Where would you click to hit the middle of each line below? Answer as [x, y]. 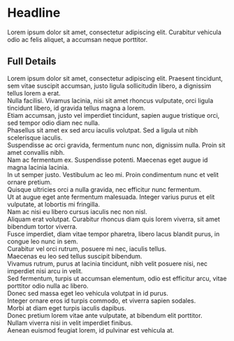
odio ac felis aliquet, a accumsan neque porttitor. [78, 39]
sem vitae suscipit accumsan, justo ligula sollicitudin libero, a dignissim [109, 86]
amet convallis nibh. [36, 152]
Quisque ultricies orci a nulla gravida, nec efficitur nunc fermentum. [104, 189]
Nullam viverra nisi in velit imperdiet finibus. [70, 323]
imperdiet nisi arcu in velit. [45, 271]
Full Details [32, 62]
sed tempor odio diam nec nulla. [53, 123]
